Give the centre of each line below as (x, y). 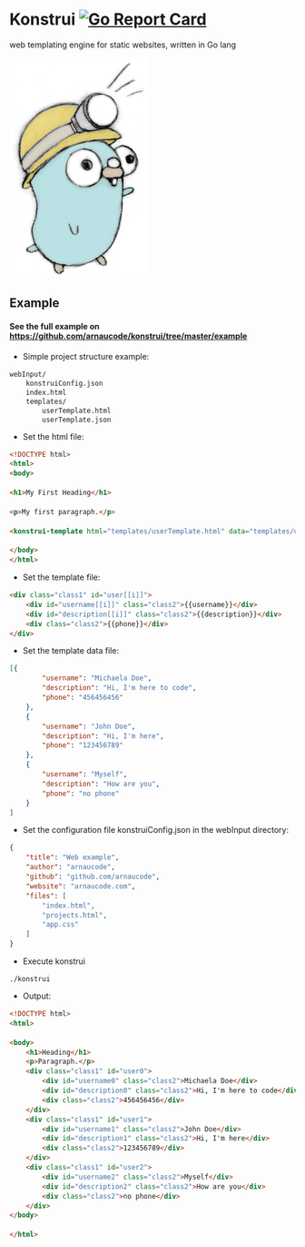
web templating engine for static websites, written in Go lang (123, 45)
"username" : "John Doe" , (89, 726)
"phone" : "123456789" (83, 745)
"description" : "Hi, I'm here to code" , (119, 688)
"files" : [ (46, 896)
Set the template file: (61, 577)
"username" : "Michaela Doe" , (97, 678)
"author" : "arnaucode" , (71, 867)
